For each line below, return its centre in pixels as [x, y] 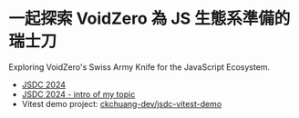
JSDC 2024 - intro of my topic [78, 94]
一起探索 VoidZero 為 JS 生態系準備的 [149, 19]
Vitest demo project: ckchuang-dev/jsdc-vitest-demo [122, 103]
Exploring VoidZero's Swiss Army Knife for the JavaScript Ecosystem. [139, 67]
